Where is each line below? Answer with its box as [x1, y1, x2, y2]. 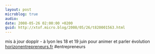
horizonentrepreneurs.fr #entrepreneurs [5, 44, 86, 50]
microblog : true [5, 12, 38, 17]
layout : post [5, 7, 32, 12]
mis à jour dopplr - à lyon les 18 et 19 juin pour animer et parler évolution [5, 38, 150, 44]
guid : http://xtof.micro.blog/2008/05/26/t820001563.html [5, 25, 125, 30]
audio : [5, 16, 19, 21]
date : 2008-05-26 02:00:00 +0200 [5, 20, 73, 26]
